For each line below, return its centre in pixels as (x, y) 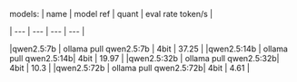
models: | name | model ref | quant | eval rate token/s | (111, 14)
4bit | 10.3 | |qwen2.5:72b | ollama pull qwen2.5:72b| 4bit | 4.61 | (129, 68)
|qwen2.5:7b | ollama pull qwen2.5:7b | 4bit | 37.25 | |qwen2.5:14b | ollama (149, 49)
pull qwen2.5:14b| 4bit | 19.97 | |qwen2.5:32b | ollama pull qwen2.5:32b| (144, 58)
